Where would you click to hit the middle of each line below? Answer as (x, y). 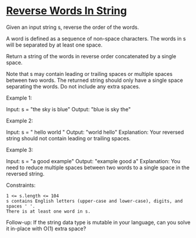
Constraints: (21, 185)
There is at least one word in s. (49, 211)
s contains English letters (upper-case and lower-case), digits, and (94, 201)
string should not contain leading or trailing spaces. (68, 138)
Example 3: (20, 150)
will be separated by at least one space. (54, 45)
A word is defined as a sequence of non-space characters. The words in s (96, 38)
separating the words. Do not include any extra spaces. (73, 86)
